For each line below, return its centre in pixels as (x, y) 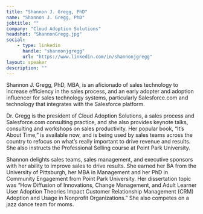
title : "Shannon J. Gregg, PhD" (47, 12)
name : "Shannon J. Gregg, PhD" (46, 17)
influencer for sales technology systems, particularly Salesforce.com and (97, 98)
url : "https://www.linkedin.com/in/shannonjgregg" (87, 57)
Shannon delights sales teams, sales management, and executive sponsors (100, 160)
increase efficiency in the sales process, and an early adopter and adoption (100, 92)
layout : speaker (27, 62)
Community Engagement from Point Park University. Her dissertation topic (99, 179)
